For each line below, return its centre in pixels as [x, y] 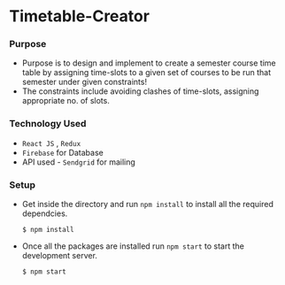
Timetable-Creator [80, 16]
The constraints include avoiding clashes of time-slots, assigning [140, 91]
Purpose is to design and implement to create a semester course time [149, 63]
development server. [59, 256]
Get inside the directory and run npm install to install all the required [148, 204]
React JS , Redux [51, 142]
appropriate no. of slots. [66, 101]
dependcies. [45, 213]
